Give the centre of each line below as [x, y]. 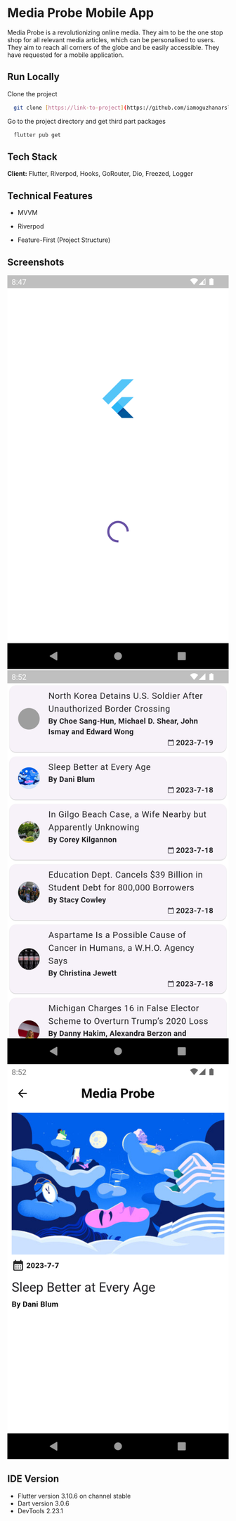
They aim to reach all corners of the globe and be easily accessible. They [113, 47]
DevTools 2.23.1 [40, 1510]
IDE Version [33, 1479]
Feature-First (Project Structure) [64, 240]
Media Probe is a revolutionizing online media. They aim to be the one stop [115, 32]
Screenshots [36, 262]
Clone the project [32, 94]
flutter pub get [37, 135]
